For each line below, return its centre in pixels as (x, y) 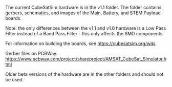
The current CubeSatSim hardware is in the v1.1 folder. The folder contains (83, 7)
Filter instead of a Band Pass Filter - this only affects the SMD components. (84, 34)
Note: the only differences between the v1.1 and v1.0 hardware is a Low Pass (86, 28)
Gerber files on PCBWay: (31, 53)
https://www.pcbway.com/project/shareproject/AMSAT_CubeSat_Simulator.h (86, 59)
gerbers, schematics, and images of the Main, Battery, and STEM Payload (83, 13)
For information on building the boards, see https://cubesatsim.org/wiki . (81, 43)
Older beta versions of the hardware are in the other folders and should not (84, 74)
